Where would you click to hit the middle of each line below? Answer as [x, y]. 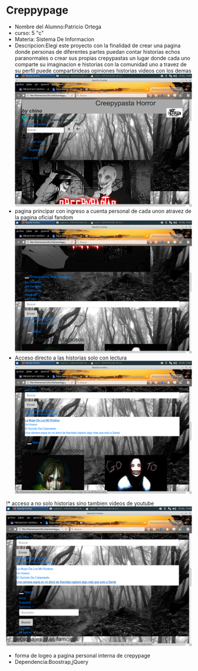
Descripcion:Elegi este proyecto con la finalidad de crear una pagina [98, 46]
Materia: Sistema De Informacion [55, 39]
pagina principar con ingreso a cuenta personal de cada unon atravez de [103, 211]
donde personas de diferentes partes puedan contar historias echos [98, 51]
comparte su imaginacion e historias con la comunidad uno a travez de [100, 64]
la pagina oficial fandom [44, 218]
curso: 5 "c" [29, 33]
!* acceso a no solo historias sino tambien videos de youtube [80, 504]
